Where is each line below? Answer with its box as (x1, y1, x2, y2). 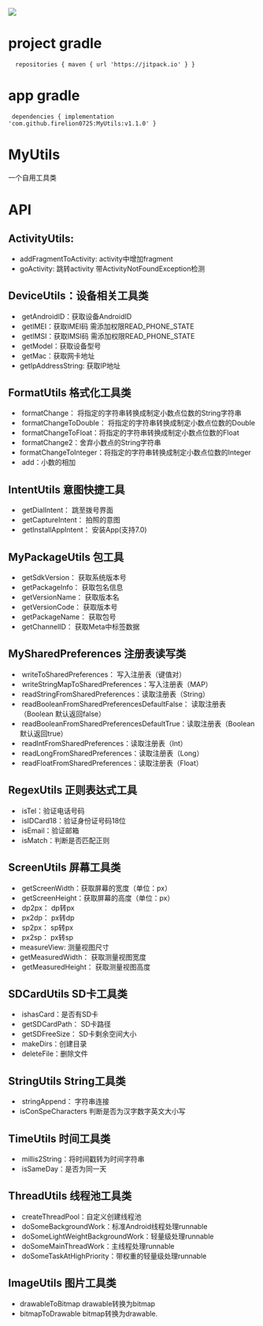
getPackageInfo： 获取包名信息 (21, 583, 124, 592)
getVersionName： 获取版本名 (21, 592, 120, 602)
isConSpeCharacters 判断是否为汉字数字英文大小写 (19, 1107, 186, 1116)
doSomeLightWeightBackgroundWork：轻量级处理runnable (21, 1231, 214, 1241)
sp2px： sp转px (21, 923, 73, 932)
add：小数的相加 (21, 458, 76, 467)
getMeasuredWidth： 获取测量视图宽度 (19, 952, 147, 961)
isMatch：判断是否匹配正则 (21, 835, 110, 845)
